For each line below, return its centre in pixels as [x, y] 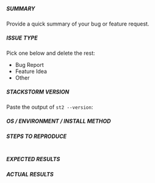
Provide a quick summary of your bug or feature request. [78, 24]
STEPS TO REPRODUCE [37, 136]
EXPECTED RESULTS [33, 159]
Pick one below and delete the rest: [51, 53]
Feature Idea [31, 71]
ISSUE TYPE [22, 38]
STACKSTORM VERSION [38, 92]
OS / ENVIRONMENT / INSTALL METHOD [59, 121]
